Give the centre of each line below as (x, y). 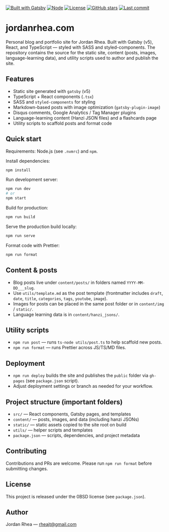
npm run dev (18, 189)
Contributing (26, 451)
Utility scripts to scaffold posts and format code (62, 123)
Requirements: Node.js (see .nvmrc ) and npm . (52, 151)
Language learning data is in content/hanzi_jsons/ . (66, 314)
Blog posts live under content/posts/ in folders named (69, 282)
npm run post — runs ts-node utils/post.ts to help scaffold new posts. (88, 342)
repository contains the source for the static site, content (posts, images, (81, 52)
